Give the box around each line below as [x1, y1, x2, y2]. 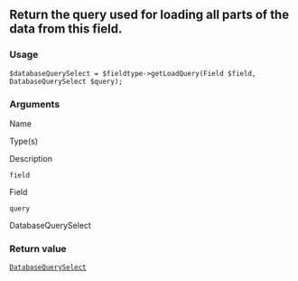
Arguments [9, 98, 61, 110]
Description [9, 153, 52, 164]
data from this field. [9, 22, 123, 37]
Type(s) [9, 136, 39, 146]
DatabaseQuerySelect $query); [9, 77, 124, 86]
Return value [9, 242, 67, 255]
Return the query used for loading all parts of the [9, 7, 290, 23]
